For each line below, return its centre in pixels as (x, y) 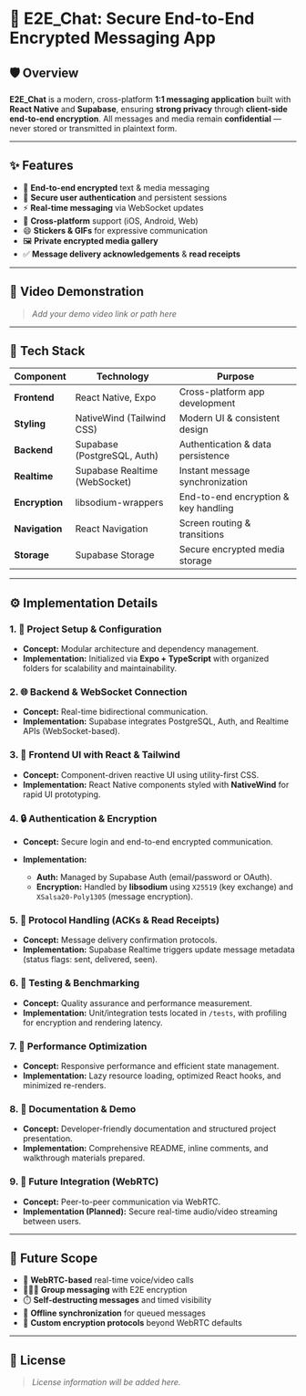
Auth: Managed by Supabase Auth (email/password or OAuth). (154, 877)
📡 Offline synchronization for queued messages (114, 1313)
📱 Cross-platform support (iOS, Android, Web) (110, 220)
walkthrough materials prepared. (84, 1158)
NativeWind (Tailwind (121, 418)
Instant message (214, 471)
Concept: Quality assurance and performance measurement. (137, 1002)
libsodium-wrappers (119, 503)
